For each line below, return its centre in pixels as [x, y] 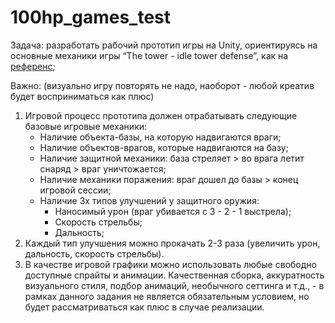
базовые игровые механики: [86, 126]
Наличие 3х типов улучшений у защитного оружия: [149, 200]
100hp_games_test [91, 17]
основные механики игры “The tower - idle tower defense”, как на [149, 55]
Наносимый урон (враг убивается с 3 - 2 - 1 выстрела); [173, 211]
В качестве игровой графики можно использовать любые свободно [170, 264]
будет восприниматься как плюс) [82, 96]
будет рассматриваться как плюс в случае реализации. [144, 307]
